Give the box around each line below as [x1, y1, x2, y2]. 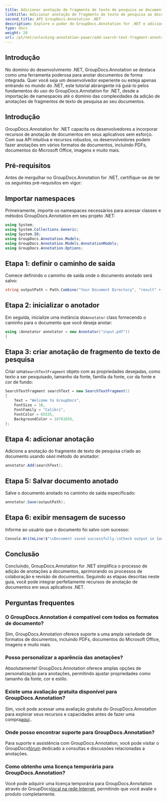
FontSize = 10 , [14, 403, 46, 408]
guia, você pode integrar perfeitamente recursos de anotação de [5, 579, 138, 585]
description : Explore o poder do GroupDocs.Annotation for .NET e [5, 21, 146, 26]
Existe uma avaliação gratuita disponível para [5, 688, 117, 695]
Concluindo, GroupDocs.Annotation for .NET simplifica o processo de [5, 563, 148, 569]
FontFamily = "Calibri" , [14, 407, 66, 412]
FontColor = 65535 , [14, 412, 55, 417]
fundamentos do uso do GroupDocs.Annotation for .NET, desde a [5, 88, 139, 93]
